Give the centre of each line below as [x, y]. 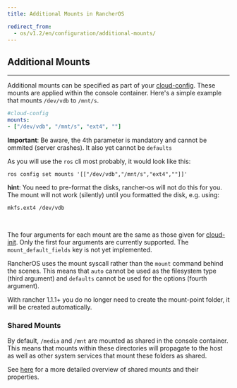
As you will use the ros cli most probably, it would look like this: [99, 161]
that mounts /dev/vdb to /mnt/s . [53, 100]
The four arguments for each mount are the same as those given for [106, 235]
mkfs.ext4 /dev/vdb [36, 208]
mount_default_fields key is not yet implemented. [80, 249]
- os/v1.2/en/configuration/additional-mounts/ [85, 33]
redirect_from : [30, 27]
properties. [23, 377]
